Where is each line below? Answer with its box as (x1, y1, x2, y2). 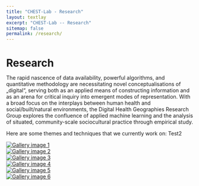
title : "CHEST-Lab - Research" (6, 8, 84, 15)
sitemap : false (6, 25, 44, 31)
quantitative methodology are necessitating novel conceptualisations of (6, 81, 181, 88)
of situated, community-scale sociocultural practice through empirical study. (6, 118, 194, 125)
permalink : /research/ (6, 31, 62, 37)
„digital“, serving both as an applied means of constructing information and (6, 87, 190, 94)
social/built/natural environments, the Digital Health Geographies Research (6, 106, 189, 113)
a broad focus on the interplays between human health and (6, 99, 151, 107)
